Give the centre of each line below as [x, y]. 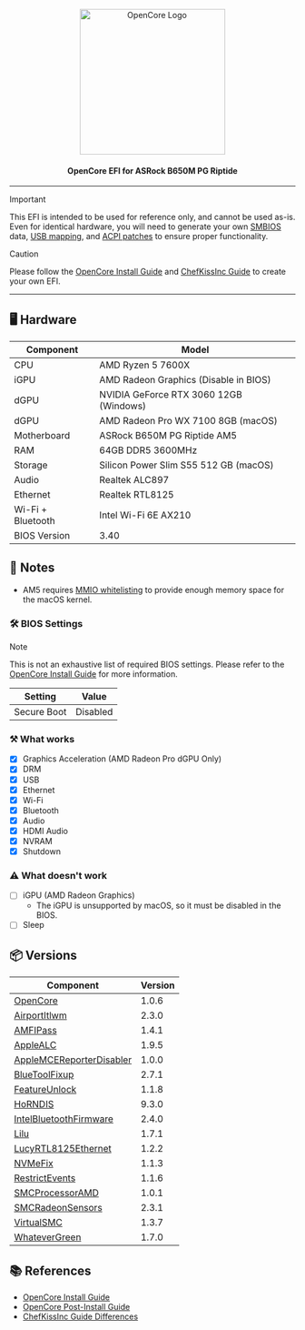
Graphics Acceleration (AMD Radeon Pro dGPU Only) [122, 759]
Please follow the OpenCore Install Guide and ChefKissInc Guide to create [148, 272]
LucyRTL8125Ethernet [63, 1149]
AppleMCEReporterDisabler [73, 1060]
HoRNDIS [34, 1104]
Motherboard [42, 436]
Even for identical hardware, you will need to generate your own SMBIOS [145, 227]
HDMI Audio [45, 831]
